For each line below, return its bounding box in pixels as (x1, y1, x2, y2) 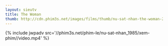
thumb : (5, 16, 19, 21)
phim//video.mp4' (5, 35, 42, 41)
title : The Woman (5, 12, 41, 17)
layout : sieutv (5, 7, 37, 12)
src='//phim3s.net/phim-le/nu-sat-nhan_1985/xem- (44, 30, 150, 36)
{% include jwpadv (5, 30, 44, 36)
